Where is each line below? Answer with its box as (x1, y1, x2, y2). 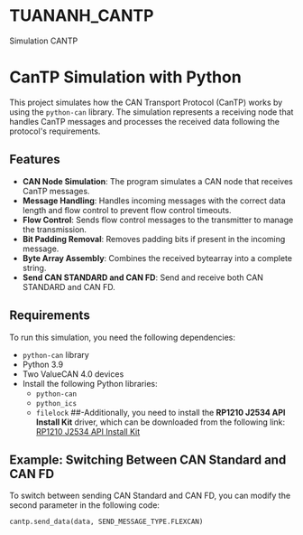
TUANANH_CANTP (9, 5, 154, 26)
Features (9, 152, 60, 167)
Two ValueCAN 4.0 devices (22, 368, 124, 380)
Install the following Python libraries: (22, 378, 158, 389)
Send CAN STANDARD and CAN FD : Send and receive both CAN (22, 272, 264, 283)
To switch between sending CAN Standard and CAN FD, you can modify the (9, 490, 291, 502)
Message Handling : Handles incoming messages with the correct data (22, 195, 286, 206)
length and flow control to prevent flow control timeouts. (22, 204, 232, 215)
